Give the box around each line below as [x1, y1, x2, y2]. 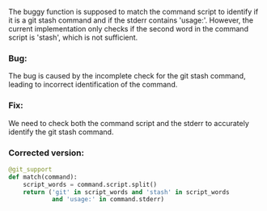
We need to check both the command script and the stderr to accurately [8, 118, 249, 128]
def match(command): [8, 173, 78, 181]
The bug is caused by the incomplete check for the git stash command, [8, 71, 246, 81]
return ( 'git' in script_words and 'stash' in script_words [23, 188, 230, 196]
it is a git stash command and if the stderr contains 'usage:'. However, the [8, 15, 253, 25]
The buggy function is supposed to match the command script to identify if [8, 7, 259, 16]
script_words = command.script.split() [23, 180, 158, 188]
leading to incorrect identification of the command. [8, 80, 178, 90]
